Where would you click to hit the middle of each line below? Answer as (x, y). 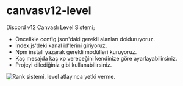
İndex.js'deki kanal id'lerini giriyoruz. (61, 45)
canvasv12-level (49, 11)
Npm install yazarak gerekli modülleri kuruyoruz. (76, 51)
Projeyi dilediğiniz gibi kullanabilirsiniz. (63, 65)
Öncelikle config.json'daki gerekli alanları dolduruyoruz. (85, 39)
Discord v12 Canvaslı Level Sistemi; (51, 27)
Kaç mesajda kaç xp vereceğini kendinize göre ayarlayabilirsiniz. (96, 58)
